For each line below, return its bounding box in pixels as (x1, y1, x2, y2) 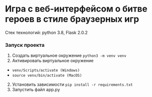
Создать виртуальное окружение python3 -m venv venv (12, 53, 127, 58)
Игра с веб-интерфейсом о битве (5, 3, 148, 14)
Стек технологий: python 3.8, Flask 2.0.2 (5, 29, 88, 35)
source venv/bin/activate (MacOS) (12, 73, 82, 78)
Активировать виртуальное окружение (12, 58, 94, 64)
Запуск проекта (5, 42, 45, 48)
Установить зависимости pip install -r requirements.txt (12, 82, 133, 87)
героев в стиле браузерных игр (5, 14, 139, 25)
